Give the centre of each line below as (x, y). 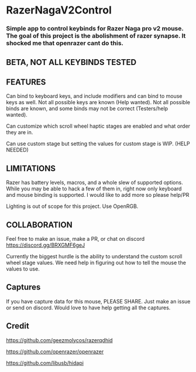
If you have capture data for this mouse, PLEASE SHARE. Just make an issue (98, 301)
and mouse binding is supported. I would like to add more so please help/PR (98, 195)
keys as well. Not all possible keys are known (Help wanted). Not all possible (98, 103)
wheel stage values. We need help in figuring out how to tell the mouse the (96, 262)
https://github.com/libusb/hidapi (45, 363)
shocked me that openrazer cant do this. (65, 43)
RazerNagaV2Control (59, 10)
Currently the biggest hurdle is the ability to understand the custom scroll (94, 256)
